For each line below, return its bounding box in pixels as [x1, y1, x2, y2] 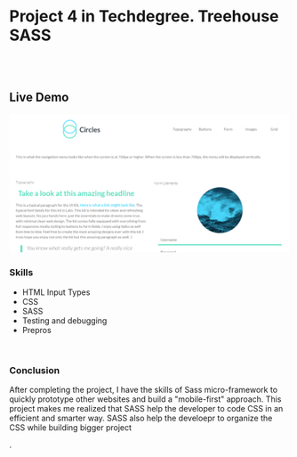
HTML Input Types [21, 287, 91, 298]
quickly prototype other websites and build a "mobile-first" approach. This [9, 394, 282, 404]
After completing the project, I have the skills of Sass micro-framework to [9, 384, 278, 395]
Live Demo [9, 90, 69, 105]
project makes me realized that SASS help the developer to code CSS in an [9, 403, 284, 413]
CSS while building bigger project [9, 421, 132, 433]
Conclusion [9, 363, 60, 376]
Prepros [21, 324, 52, 335]
